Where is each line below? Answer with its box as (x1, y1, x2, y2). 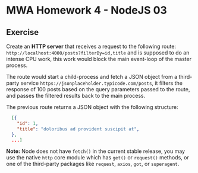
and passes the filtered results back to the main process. (6, 92, 146, 99)
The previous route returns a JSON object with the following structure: (6, 104, 178, 110)
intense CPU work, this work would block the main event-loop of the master (6, 56, 192, 62)
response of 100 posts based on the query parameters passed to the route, (6, 86, 190, 92)
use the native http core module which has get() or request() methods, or (6, 154, 189, 161)
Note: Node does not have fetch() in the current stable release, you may (6, 148, 186, 155)
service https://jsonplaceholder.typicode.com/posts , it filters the (20, 79, 183, 86)
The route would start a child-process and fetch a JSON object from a (6, 73, 178, 80)
